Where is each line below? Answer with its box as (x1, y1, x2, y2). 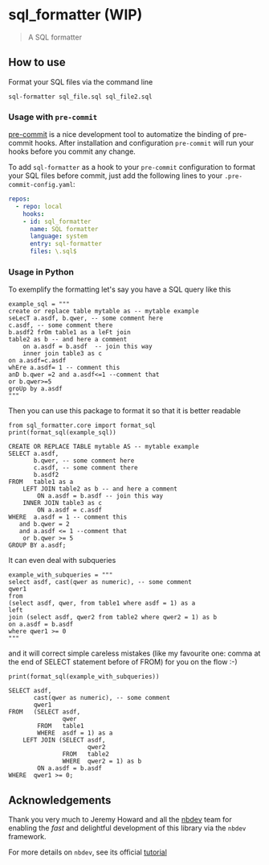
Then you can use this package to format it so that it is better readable (8, 406, 241, 416)
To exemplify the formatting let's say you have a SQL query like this (8, 284, 231, 295)
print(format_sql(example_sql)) (8, 428, 116, 437)
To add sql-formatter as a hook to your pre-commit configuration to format (8, 163, 255, 172)
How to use (8, 56, 66, 69)
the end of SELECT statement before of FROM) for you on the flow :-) (8, 657, 238, 667)
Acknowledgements (8, 793, 112, 807)
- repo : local (15, 202, 63, 210)
